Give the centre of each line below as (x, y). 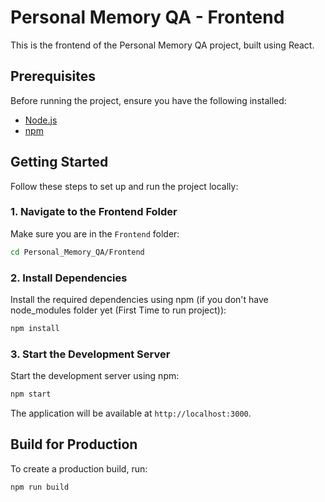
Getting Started (59, 162)
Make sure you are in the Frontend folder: (95, 233)
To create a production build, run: (79, 468)
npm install (35, 329)
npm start (31, 394)
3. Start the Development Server (90, 354)
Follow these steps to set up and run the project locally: (124, 186)
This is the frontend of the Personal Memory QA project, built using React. (162, 45)
